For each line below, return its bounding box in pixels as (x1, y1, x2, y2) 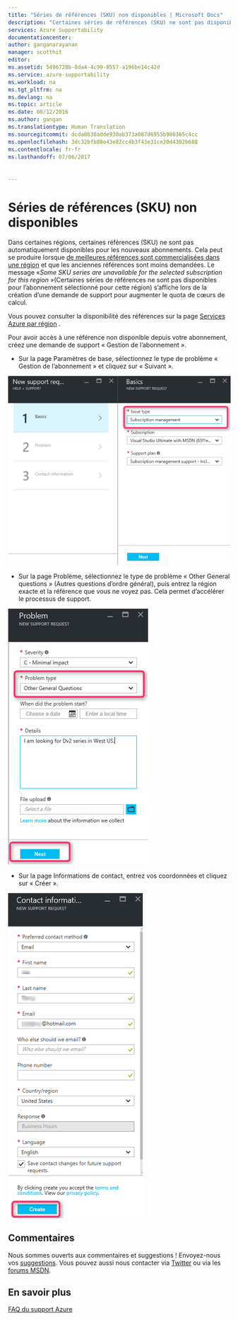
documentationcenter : (8, 34, 72, 41)
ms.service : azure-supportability (8, 71, 110, 78)
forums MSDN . (8, 1266, 52, 1274)
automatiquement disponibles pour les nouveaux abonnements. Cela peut (8, 245, 223, 254)
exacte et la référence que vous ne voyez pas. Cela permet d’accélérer (18, 587, 225, 595)
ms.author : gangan (8, 116, 62, 123)
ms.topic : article (8, 101, 62, 108)
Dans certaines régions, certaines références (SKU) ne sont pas (8, 238, 194, 246)
